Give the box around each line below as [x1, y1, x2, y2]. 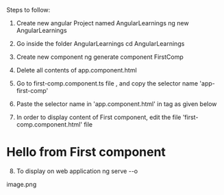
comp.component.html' [16, 120, 83, 129]
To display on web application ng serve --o [16, 167, 138, 175]
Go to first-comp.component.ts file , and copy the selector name [16, 79, 199, 88]
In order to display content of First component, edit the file [16, 113, 182, 121]
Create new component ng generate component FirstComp [16, 53, 184, 61]
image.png [6, 180, 37, 188]
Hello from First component [6, 144, 166, 160]
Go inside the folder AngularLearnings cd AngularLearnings [16, 40, 185, 47]
